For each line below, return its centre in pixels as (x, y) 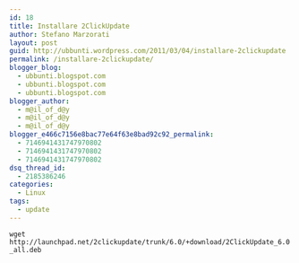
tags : (19, 202)
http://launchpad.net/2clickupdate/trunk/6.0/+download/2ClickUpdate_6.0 (150, 242)
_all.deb (26, 250)
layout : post (34, 43)
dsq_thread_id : (38, 168)
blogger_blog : (36, 68)
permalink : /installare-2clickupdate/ (81, 59)
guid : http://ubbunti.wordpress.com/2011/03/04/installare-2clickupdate (148, 51)
